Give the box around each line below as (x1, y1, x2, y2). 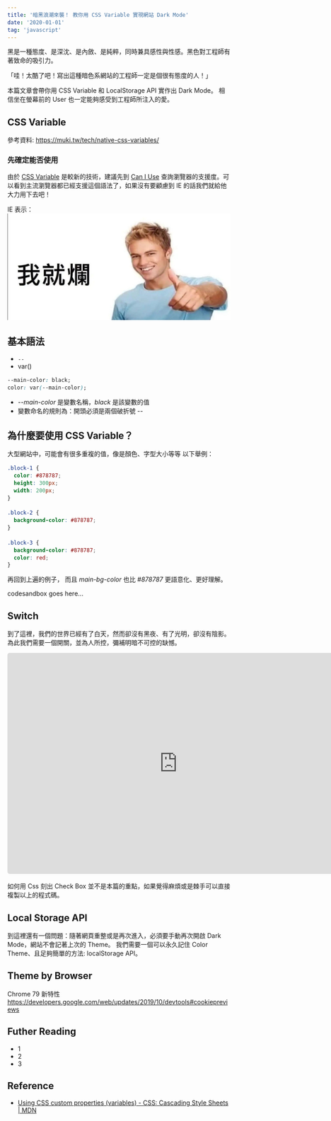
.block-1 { (7, 465, 40, 472)
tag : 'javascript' (7, 26, 62, 33)
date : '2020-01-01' (7, 18, 65, 26)
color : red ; (13, 554, 50, 562)
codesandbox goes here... (7, 589, 83, 598)
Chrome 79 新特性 (7, 989, 60, 998)
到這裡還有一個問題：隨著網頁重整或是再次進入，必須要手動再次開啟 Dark (7, 931, 221, 940)
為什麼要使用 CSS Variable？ (7, 429, 134, 441)
